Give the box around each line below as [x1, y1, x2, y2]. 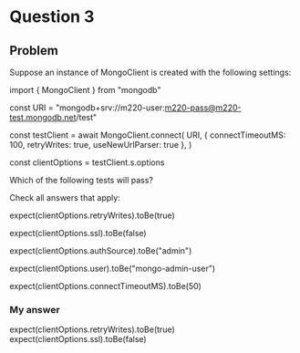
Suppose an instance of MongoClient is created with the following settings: [9, 67, 292, 78]
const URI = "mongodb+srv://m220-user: [9, 102, 166, 113]
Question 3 [9, 6, 95, 27]
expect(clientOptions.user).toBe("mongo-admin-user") [9, 263, 216, 274]
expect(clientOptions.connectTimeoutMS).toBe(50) [9, 281, 202, 291]
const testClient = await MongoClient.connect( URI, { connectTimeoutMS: [9, 130, 286, 140]
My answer [9, 303, 61, 316]
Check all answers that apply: [9, 192, 120, 202]
